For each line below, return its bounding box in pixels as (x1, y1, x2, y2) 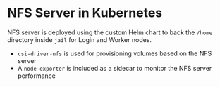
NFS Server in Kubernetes (7, 5, 163, 21)
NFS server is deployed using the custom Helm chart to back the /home (7, 28, 213, 36)
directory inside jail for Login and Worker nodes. (7, 35, 152, 43)
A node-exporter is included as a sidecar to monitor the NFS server (17, 64, 212, 72)
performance (17, 72, 56, 80)
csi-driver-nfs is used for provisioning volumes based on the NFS (17, 49, 212, 58)
